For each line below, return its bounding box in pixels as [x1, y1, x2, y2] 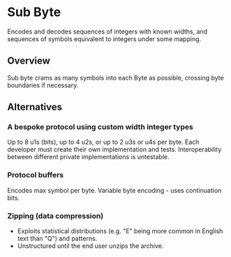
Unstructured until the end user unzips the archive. [17, 242, 164, 250]
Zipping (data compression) [7, 211, 104, 221]
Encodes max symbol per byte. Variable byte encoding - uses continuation [7, 186, 222, 194]
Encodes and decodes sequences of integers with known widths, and [7, 27, 208, 36]
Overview [7, 55, 51, 67]
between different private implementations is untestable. [7, 153, 170, 161]
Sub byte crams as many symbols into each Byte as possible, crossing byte [7, 73, 225, 82]
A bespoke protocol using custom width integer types [7, 122, 193, 132]
